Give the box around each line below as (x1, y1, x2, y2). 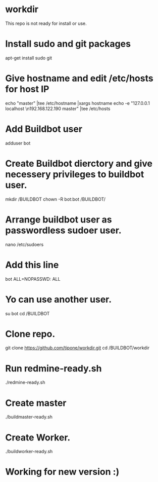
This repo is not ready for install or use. (5, 20, 87, 26)
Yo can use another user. (5, 293, 112, 305)
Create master (5, 397, 67, 409)
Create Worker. (5, 432, 71, 443)
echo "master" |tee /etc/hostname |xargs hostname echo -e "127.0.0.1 (5, 100, 150, 106)
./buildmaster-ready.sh (5, 414, 53, 420)
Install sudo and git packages (5, 38, 131, 50)
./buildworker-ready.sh (5, 449, 53, 455)
